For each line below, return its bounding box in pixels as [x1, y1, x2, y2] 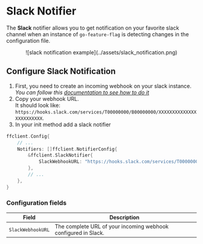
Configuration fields [6, 198, 67, 207]
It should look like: [14, 101, 60, 109]
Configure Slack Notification [6, 66, 116, 77]
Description [109, 214, 140, 221]
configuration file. [6, 37, 50, 44]
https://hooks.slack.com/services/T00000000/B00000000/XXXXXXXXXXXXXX [14, 109, 197, 115]
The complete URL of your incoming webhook [54, 222, 169, 230]
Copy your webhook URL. [14, 95, 80, 102]
